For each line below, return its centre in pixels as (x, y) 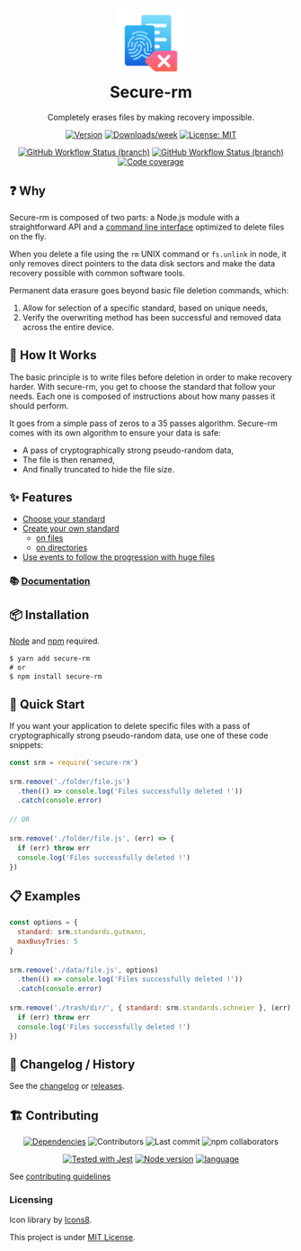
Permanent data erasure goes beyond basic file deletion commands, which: (149, 290)
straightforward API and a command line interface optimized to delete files (147, 227)
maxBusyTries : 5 (48, 941)
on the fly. (28, 236)
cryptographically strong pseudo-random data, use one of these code (139, 735)
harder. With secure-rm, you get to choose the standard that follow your (142, 386)
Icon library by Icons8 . (51, 1219)
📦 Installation (49, 615)
